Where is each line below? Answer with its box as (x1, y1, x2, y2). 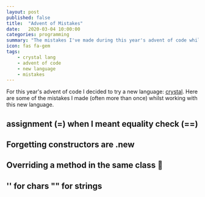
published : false (6, 15, 51, 21)
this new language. (6, 101, 54, 109)
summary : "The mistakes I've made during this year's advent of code (6, 37, 187, 43)
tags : (6, 49, 20, 55)
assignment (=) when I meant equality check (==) (6, 118, 198, 129)
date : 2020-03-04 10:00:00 (6, 26, 81, 32)
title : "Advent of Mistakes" (6, 20, 84, 26)
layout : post (6, 9, 40, 15)
